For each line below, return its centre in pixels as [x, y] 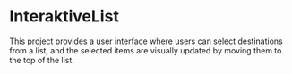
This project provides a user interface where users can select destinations [146, 41]
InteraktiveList [64, 16]
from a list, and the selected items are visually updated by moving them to [146, 50]
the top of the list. [42, 60]
